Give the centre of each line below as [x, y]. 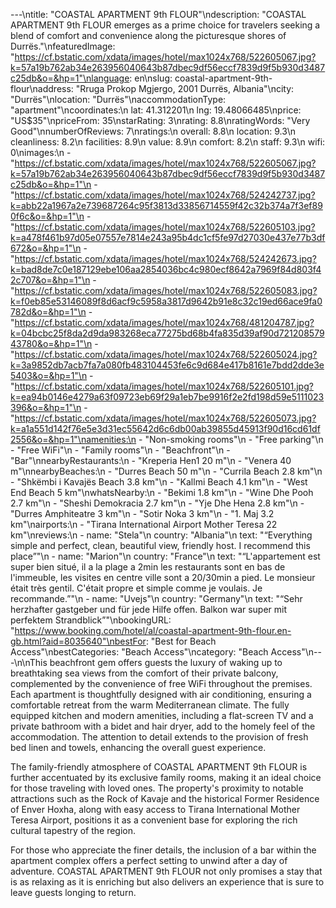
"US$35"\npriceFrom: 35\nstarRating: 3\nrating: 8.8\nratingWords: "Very [160, 120]
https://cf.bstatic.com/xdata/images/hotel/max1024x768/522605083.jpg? [166, 290]
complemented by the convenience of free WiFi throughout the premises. [161, 683]
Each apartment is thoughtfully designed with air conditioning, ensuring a [161, 694]
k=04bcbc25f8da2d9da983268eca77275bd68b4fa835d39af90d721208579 [167, 333]
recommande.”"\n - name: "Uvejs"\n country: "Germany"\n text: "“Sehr [156, 598]
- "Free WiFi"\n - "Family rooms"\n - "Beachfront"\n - [120, 450]
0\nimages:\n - [41, 152]
